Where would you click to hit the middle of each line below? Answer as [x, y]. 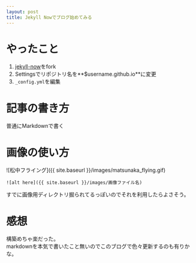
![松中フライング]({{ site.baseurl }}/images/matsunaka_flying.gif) [86, 170]
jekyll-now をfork [35, 67]
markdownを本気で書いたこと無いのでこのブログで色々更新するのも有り [95, 246]
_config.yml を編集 [38, 82]
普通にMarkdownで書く [35, 126]
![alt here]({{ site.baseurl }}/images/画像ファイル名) [74, 183]
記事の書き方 [38, 108]
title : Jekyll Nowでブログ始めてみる [49, 17]
